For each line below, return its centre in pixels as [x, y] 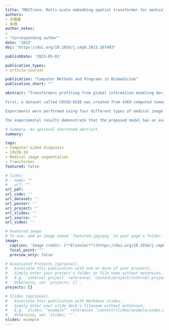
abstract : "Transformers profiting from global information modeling [80, 93]
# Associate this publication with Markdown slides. [64, 301]
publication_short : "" [29, 84]
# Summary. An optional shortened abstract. [53, 129]
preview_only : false [31, 255]
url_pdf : [14, 190]
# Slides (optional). [28, 296]
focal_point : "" [27, 250]
